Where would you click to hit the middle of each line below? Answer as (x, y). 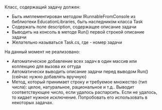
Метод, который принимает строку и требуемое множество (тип (79, 82)
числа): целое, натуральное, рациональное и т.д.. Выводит (73, 87)
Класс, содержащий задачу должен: (43, 7)
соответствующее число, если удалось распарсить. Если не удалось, (84, 92)
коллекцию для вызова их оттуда (46, 66)
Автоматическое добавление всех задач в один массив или (74, 61)
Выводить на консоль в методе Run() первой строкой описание (78, 32)
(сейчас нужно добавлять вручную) (49, 77)
